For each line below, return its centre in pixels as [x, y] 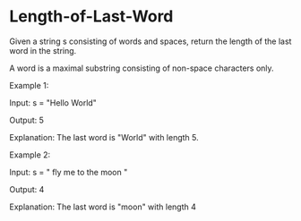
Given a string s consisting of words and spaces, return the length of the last [150, 41]
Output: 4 [27, 189]
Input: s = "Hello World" [53, 102]
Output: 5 [27, 120]
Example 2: [30, 155]
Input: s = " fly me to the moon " [69, 172]
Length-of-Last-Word [91, 17]
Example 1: [29, 85]
